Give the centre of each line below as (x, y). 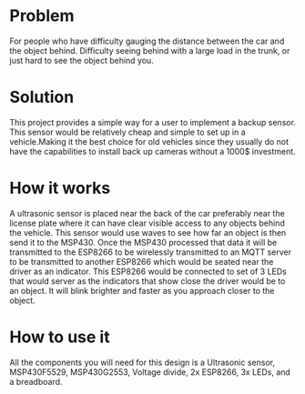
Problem (42, 16)
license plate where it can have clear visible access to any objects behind (147, 223)
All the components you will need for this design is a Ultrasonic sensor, (142, 362)
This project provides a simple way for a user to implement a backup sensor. (152, 122)
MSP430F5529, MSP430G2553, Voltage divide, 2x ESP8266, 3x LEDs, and (150, 372)
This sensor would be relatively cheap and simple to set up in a (127, 132)
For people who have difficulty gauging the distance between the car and (147, 41)
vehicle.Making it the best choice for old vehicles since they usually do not (149, 141)
